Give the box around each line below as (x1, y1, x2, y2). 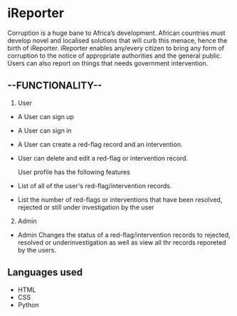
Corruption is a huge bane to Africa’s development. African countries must (7, 29, 226, 37)
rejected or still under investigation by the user (17, 203, 154, 211)
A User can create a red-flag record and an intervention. (17, 140, 183, 148)
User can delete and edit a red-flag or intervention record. (17, 153, 189, 162)
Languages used (7, 266, 83, 279)
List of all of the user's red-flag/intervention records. (17, 181, 172, 190)
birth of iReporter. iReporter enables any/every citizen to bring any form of (7, 44, 225, 52)
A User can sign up (17, 112, 75, 121)
